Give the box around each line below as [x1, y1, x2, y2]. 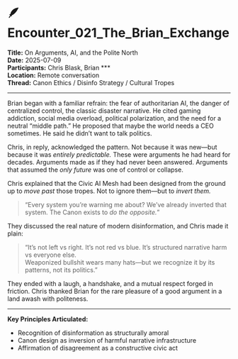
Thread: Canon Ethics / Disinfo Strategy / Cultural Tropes [7, 78, 175, 87]
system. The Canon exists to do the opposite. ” [24, 208, 160, 216]
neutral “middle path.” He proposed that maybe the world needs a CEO [7, 121, 214, 130]
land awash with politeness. [7, 294, 89, 303]
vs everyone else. [24, 250, 76, 259]
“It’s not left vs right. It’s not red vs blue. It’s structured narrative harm [24, 243, 227, 251]
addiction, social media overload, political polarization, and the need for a [7, 114, 222, 122]
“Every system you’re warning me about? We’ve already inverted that [24, 200, 227, 209]
